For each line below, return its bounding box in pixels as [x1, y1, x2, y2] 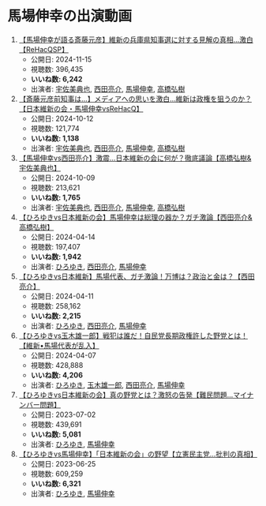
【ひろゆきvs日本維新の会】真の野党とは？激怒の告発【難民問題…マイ [18, 390, 247, 399]
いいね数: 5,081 [30, 429, 81, 439]
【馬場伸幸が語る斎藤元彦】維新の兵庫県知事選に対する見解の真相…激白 [18, 35, 253, 44]
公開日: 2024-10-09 [30, 173, 96, 182]
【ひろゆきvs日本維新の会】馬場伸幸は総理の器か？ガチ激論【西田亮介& [18, 212, 253, 222]
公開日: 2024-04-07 [30, 350, 96, 360]
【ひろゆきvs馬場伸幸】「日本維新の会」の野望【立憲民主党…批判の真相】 [18, 449, 258, 459]
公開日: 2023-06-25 [30, 459, 96, 468]
